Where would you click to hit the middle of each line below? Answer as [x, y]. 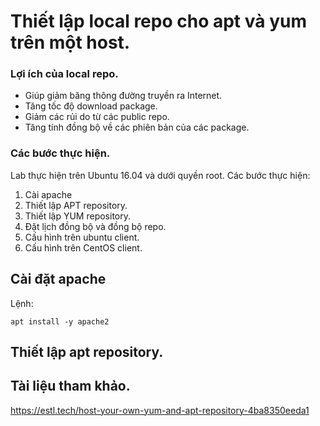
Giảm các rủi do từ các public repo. [97, 117]
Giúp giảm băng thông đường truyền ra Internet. [123, 96]
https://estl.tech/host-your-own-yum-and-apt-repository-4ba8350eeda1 [160, 410]
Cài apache [48, 194]
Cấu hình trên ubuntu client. [82, 237]
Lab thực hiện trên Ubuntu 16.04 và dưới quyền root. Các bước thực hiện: [160, 175]
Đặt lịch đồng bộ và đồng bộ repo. [95, 226]
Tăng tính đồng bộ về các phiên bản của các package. [137, 127]
